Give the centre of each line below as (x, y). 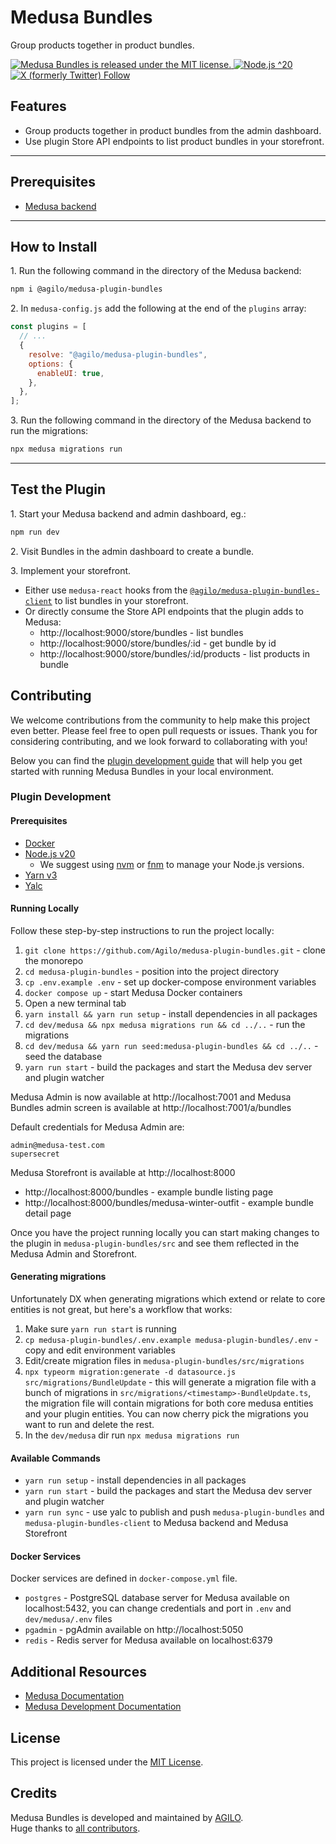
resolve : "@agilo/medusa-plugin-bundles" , (118, 354)
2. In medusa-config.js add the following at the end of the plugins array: (158, 308)
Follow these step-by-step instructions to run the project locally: (142, 930)
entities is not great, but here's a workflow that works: (121, 1310)
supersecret (35, 1154)
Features (38, 106)
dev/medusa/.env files (68, 1619)
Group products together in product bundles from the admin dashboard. (173, 130)
